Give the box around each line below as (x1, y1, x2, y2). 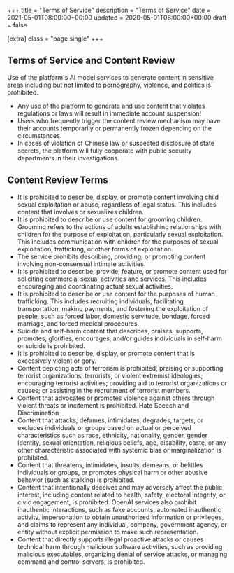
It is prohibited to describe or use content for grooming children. (17, 215, 203, 223)
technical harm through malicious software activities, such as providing (17, 542, 223, 551)
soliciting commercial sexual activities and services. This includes (17, 275, 207, 283)
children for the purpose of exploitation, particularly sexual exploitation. (17, 230, 224, 238)
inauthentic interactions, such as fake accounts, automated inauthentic (17, 505, 221, 513)
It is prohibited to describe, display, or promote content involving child (17, 193, 219, 201)
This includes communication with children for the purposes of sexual (17, 237, 219, 246)
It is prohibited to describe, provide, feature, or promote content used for (17, 267, 227, 275)
